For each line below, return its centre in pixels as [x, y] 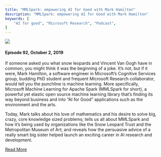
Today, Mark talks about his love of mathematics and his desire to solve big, [81, 114]
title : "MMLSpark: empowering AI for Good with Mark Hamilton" [70, 10]
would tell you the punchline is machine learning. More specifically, [72, 84]
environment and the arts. [31, 105]
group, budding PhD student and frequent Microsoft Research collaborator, [80, 79]
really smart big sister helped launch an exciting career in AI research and [79, 135]
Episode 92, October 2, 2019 [34, 52]
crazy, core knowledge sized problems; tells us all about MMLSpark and [77, 119]
